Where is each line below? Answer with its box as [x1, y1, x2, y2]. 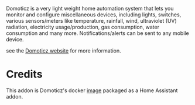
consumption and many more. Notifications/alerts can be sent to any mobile [6, 30, 189, 37]
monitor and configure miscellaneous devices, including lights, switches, [6, 11, 182, 18]
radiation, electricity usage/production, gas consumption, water [6, 23, 160, 30]
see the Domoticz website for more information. [6, 47, 121, 54]
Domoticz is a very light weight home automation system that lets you [6, 5, 174, 12]
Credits [6, 68, 43, 81]
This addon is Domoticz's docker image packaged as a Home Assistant [6, 87, 178, 94]
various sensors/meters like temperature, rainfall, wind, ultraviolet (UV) [6, 17, 177, 24]
